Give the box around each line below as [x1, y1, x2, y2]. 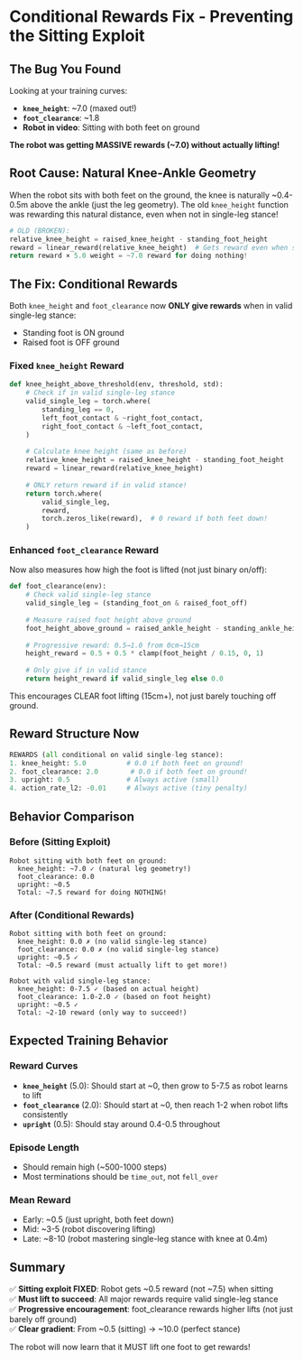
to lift [22, 1089, 42, 1100]
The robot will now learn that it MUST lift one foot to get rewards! [9, 1342, 251, 1353]
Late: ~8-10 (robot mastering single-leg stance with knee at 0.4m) [22, 1234, 268, 1245]
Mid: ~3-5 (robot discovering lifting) [22, 1224, 156, 1235]
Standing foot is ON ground [22, 328, 124, 338]
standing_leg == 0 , [41, 405, 115, 414]
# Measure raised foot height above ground [25, 616, 192, 625]
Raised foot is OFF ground [22, 337, 120, 348]
